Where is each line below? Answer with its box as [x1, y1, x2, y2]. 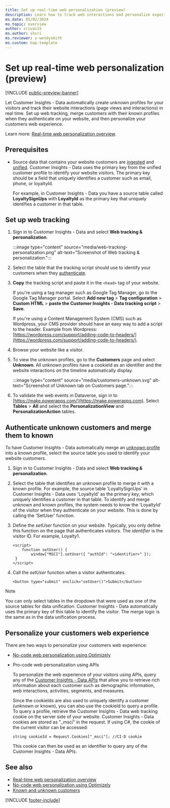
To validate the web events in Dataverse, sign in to [12, 393, 118, 399]
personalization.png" [12, 249, 57, 256]
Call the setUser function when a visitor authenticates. [12, 570, 126, 576]
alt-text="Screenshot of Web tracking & [57, 249, 140, 256]
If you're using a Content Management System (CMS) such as [12, 316, 142, 322]
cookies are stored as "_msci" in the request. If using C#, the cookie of [12, 719, 160, 725]
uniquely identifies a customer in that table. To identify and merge [12, 496, 150, 502]
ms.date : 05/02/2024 [5, 17, 49, 22]
